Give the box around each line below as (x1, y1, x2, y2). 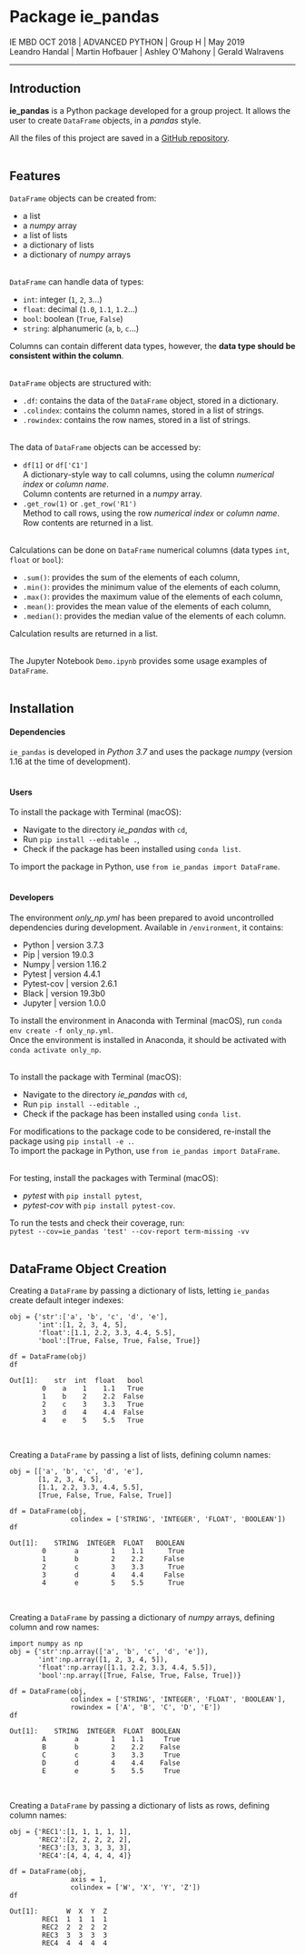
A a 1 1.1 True (42, 1735, 181, 1744)
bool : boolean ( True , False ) (22, 313, 124, 324)
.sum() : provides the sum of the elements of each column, (22, 571, 241, 583)
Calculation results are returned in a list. (9, 627, 159, 638)
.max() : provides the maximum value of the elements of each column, (22, 591, 283, 602)
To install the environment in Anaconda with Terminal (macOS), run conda (9, 1015, 283, 1026)
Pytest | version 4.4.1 (22, 968, 102, 979)
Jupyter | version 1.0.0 (22, 998, 106, 1008)
